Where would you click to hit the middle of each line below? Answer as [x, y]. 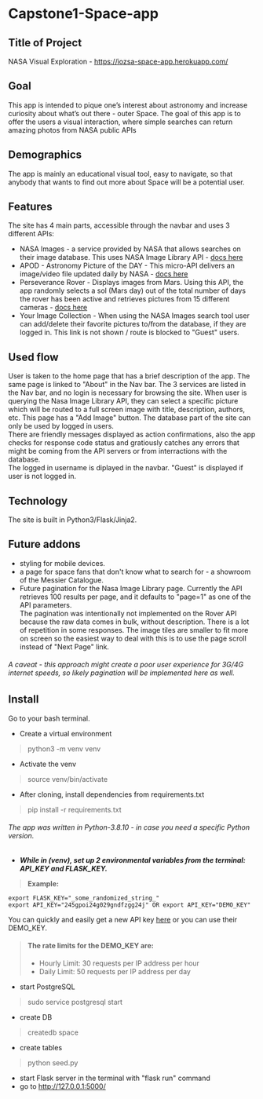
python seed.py [53, 1062]
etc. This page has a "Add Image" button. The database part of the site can [130, 418]
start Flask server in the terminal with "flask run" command [115, 1078]
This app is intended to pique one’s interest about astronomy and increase [128, 105]
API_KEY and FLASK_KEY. [63, 868]
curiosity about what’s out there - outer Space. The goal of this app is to [124, 113]
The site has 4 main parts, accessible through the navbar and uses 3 [119, 225]
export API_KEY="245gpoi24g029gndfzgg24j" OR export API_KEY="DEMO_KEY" [130, 905]
